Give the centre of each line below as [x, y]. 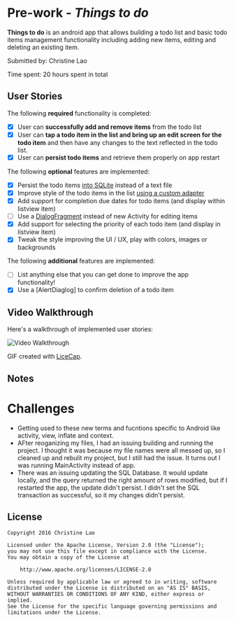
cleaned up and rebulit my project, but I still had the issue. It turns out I [119, 457]
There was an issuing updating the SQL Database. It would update [112, 472]
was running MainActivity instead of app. [76, 465]
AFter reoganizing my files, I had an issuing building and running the [115, 443]
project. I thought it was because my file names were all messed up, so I [121, 450]
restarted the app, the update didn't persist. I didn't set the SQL [109, 488]
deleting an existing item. [43, 47]
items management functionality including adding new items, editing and [112, 39]
